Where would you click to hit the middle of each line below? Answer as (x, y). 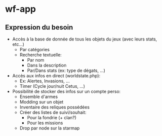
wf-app (20, 9)
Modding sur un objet (41, 102)
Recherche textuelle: (40, 55)
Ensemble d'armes (39, 97)
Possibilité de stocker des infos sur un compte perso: (66, 91)
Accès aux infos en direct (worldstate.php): (56, 76)
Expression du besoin (39, 27)
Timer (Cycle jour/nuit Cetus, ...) (52, 86)
